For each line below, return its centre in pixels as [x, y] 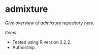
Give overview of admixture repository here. [50, 23]
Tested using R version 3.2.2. [42, 42]
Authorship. [24, 47]
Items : [12, 32]
